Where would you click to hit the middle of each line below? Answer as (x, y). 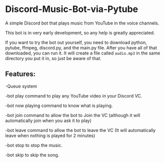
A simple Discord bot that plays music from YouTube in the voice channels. (82, 23)
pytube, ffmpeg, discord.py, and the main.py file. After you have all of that (81, 47)
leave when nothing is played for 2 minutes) (50, 135)
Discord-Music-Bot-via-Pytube (72, 9)
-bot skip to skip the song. (32, 155)
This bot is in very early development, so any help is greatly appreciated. (80, 32)
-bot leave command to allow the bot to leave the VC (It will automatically (80, 130)
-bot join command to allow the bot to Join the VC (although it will (73, 115)
